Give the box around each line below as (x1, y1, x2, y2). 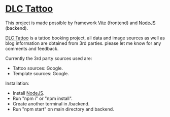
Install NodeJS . (12, 90, 45, 96)
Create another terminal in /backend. (12, 100, 90, 106)
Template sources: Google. (12, 70, 70, 76)
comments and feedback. (5, 45, 59, 51)
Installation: (5, 80, 29, 86)
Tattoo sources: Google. (12, 65, 63, 71)
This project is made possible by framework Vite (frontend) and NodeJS (5, 20, 156, 26)
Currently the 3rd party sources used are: (5, 55, 92, 61)
